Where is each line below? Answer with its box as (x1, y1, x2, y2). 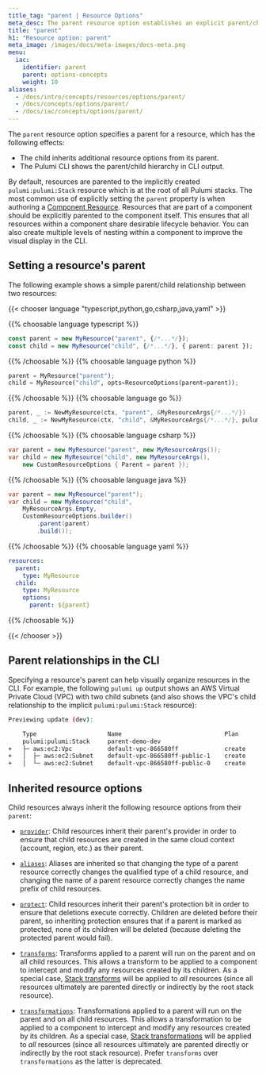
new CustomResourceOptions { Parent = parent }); (22, 460, 190, 468)
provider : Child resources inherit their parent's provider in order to (19, 826, 237, 836)
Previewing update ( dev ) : (8, 715, 93, 723)
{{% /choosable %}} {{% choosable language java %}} (8, 475, 187, 484)
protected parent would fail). (19, 933, 113, 942)
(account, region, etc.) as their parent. (19, 843, 144, 853)
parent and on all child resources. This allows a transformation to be (19, 1014, 242, 1024)
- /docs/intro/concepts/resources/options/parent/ (15, 93, 186, 101)
